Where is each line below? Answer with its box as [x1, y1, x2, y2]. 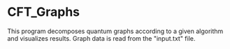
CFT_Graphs [7, 4, 80, 20]
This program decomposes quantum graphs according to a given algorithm [7, 27, 224, 35]
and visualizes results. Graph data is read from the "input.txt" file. [7, 34, 196, 42]
